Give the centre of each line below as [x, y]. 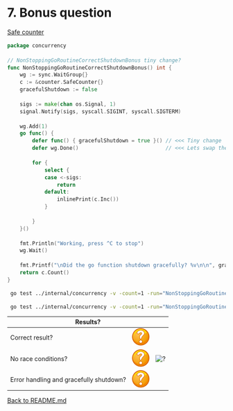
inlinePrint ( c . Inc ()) [88, 199]
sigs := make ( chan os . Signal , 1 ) [68, 104]
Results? [88, 322]
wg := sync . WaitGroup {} [54, 75]
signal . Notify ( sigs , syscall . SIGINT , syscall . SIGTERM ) [101, 111]
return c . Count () [45, 273]
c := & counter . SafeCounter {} [62, 82]
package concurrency [37, 45]
